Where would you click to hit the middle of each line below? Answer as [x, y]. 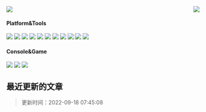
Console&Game [27, 51]
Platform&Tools [26, 23]
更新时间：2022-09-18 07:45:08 [62, 103]
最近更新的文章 [35, 87]
